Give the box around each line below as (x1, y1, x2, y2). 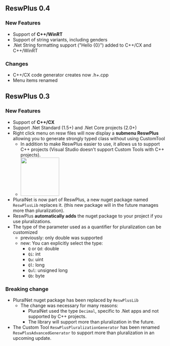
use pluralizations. (12, 218, 52, 224)
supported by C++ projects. (28, 313, 87, 319)
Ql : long (28, 262, 45, 268)
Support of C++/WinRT (12, 31, 63, 37)
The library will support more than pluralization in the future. (28, 318, 155, 325)
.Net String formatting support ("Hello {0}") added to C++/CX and (12, 42, 152, 48)
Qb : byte (28, 272, 45, 278)
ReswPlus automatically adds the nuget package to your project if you (12, 212, 163, 219)
